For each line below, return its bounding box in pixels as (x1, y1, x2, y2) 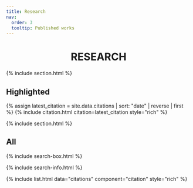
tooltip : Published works (11, 25, 75, 31)
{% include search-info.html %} (6, 164, 83, 171)
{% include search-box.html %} (6, 152, 83, 159)
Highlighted (6, 86, 50, 97)
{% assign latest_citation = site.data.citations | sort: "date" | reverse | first (6, 102, 184, 109)
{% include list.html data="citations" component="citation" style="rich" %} (6, 175, 188, 182)
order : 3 (11, 19, 33, 25)
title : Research (6, 8, 46, 15)
